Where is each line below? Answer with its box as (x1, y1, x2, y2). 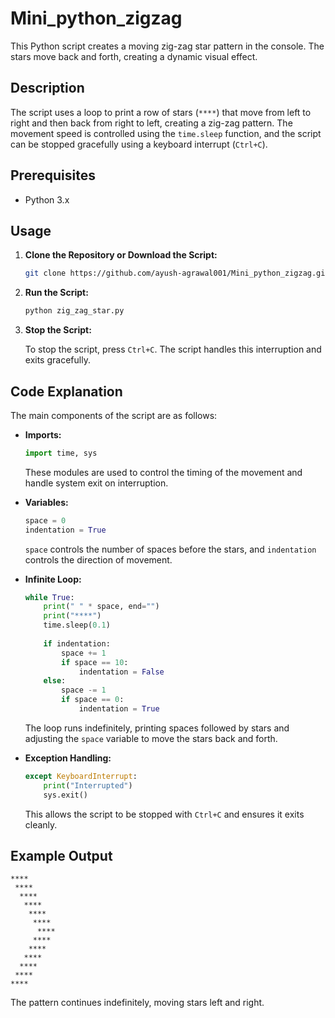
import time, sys (24, 448, 98, 458)
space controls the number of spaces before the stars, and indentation (24, 543, 317, 555)
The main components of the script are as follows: (10, 409, 218, 421)
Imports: (24, 428, 62, 441)
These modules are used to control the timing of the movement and (24, 466, 303, 478)
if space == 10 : (61, 657, 129, 667)
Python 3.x (24, 193, 70, 206)
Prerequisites (10, 167, 96, 184)
